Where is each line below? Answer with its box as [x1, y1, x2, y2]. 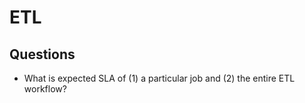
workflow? [23, 83, 67, 95]
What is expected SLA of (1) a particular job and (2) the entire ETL [23, 72, 296, 84]
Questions [9, 46, 76, 63]
